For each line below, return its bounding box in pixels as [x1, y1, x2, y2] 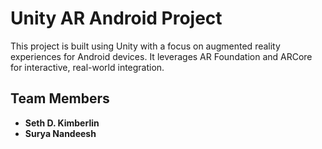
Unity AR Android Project [10, 7, 223, 30]
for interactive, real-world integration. [10, 61, 165, 73]
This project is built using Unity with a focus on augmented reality [10, 40, 281, 52]
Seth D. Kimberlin [24, 117, 100, 129]
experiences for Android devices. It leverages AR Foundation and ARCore [10, 50, 313, 62]
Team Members [10, 90, 110, 107]
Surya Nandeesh [24, 127, 97, 139]
